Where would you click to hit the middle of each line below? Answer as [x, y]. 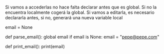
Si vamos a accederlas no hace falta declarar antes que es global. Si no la [81, 7]
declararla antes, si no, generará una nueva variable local [64, 18]
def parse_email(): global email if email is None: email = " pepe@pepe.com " [82, 37]
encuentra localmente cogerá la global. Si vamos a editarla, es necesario [80, 12]
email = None [19, 27]
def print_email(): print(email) [35, 46]
